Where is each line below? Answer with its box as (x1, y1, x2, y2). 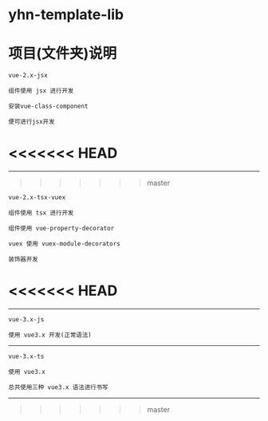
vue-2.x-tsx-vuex (8, 194, 66, 202)
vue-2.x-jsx (8, 72, 48, 80)
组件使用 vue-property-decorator (8, 225, 115, 233)
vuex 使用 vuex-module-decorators (8, 240, 121, 248)
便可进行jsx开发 (8, 118, 55, 126)
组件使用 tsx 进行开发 (8, 209, 74, 217)
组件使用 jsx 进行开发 (8, 87, 74, 95)
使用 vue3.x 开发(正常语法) (8, 331, 92, 339)
